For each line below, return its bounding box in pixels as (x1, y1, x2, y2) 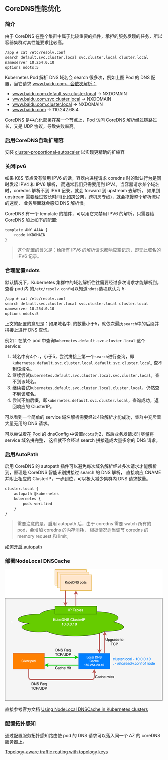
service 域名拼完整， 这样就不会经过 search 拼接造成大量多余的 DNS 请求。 (5, 437, 161, 443)
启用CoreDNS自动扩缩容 (5, 137, 64, 144)
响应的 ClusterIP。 (16, 403, 55, 409)
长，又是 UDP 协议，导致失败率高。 (5, 123, 78, 129)
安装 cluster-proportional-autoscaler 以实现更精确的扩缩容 (5, 149, 125, 155)
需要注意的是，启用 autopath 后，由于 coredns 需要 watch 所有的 (17, 520, 151, 526)
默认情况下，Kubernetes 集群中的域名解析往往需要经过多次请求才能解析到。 (5, 279, 161, 285)
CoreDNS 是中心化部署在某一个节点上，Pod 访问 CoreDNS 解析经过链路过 (5, 117, 157, 123)
